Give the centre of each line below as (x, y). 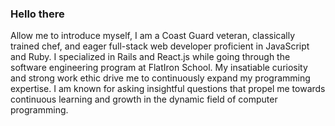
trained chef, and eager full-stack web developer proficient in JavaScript (160, 46)
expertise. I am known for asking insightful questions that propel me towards (168, 89)
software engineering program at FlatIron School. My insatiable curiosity (159, 68)
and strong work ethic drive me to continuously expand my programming (160, 78)
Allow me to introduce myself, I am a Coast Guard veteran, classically (153, 36)
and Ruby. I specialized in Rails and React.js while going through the (150, 57)
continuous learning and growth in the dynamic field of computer (144, 99)
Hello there (37, 14)
